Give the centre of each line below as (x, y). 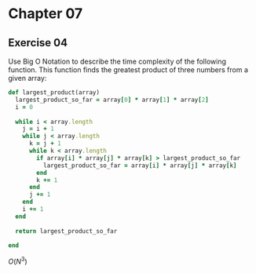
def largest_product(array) (54, 93)
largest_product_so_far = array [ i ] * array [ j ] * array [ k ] (140, 166)
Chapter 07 (46, 14)
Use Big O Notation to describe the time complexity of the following (117, 61)
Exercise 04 (38, 43)
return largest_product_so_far (66, 231)
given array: (27, 78)
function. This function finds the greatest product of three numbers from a (128, 70)
